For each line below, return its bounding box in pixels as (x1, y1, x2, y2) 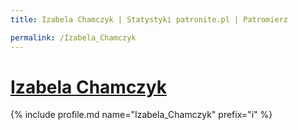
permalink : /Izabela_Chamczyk (10, 32, 137, 43)
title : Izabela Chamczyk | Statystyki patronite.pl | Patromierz (10, 14, 288, 25)
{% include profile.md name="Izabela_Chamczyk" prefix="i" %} (10, 109, 273, 121)
